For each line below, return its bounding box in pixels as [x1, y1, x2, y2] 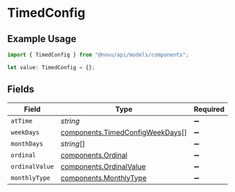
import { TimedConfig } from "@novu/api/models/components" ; [7, 51, 190, 58]
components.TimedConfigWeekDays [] [60, 128, 187, 137]
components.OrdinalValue [60, 161, 146, 171]
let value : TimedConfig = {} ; [7, 64, 96, 71]
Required [193, 104, 225, 114]
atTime [10, 117, 33, 125]
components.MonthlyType [60, 173, 147, 183]
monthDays [10, 139, 43, 148]
